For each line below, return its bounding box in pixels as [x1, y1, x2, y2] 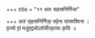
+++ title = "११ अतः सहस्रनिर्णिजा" [6, 6, 80, 13]
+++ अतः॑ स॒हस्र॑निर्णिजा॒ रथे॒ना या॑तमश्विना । [6, 18, 90, 25]
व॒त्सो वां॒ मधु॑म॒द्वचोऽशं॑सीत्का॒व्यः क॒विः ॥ [6, 25, 76, 31]
